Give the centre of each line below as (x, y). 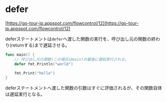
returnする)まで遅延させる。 (41, 45)
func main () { (20, 55)
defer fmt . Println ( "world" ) (44, 64)
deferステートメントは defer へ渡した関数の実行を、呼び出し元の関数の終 (80, 39)
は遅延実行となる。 (25, 94)
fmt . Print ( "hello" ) (35, 73)
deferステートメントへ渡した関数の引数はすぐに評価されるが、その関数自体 (84, 88)
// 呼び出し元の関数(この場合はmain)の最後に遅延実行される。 (71, 59)
